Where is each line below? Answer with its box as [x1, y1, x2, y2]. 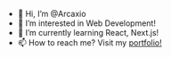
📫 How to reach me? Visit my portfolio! [17, 37, 162, 48]
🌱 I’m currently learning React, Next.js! [17, 28, 159, 37]
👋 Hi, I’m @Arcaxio [17, 9, 86, 19]
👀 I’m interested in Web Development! [17, 18, 156, 28]
